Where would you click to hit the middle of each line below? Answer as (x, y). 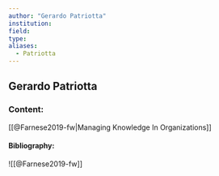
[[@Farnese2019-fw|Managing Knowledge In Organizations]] (110, 127)
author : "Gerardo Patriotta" (57, 16)
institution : (30, 24)
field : (19, 31)
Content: (26, 109)
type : (17, 39)
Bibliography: (32, 146)
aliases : (23, 46)
